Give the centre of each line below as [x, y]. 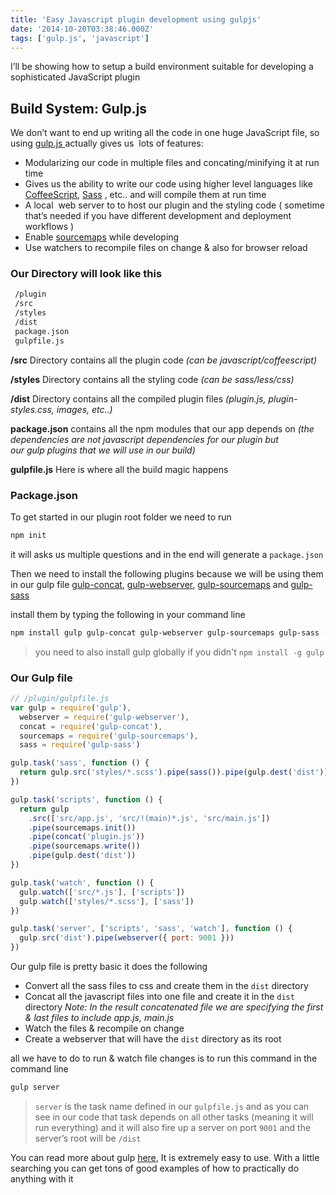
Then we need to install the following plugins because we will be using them [167, 573]
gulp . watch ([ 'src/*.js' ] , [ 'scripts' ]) [102, 892]
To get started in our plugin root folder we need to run [121, 517]
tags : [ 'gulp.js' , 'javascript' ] [80, 38]
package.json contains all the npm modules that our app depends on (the [162, 428]
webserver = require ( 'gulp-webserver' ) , [104, 717]
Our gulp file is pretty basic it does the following [109, 967]
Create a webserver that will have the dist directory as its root [153, 1039]
